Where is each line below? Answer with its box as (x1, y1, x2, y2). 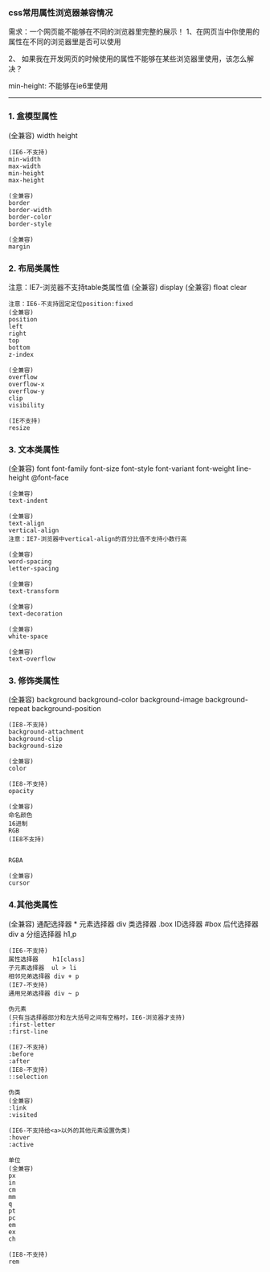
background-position (31, 704, 102, 714)
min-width (8, 155, 42, 163)
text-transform (8, 587, 59, 595)
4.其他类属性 (8, 899, 58, 910)
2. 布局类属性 (8, 263, 59, 274)
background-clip (8, 735, 63, 743)
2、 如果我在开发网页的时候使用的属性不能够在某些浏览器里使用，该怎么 (8, 54, 247, 63)
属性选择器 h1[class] (8, 955, 86, 963)
